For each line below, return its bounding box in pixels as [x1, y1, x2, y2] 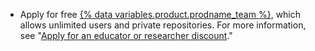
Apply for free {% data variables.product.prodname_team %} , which [19, 9, 302, 20]
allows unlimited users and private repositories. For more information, [19, 19, 307, 31]
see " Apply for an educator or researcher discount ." [19, 30, 233, 41]
